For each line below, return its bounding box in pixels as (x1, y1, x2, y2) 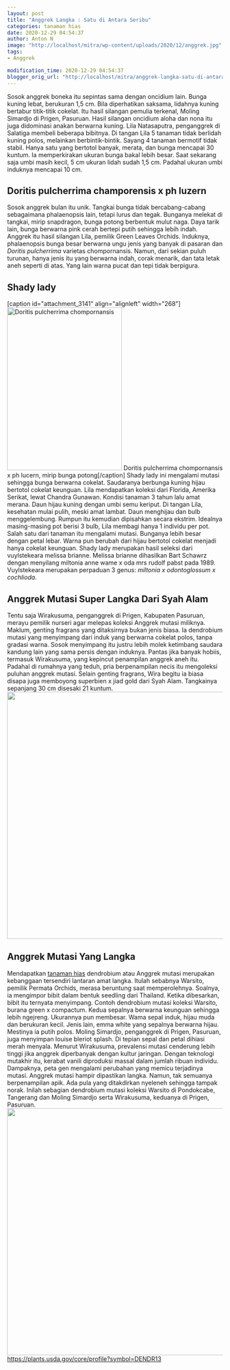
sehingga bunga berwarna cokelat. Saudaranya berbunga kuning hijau (7, 478, 205, 487)
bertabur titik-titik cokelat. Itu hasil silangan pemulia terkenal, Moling (7, 107, 200, 115)
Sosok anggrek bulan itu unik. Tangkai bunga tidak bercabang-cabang (7, 203, 206, 211)
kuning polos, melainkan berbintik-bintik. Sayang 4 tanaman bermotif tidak (7, 136, 218, 144)
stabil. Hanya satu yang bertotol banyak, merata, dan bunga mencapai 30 (7, 143, 214, 152)
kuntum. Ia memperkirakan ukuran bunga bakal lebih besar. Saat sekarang (7, 150, 217, 158)
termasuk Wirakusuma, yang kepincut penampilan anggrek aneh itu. (7, 654, 200, 663)
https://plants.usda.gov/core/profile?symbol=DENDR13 (7, 1354, 162, 1362)
